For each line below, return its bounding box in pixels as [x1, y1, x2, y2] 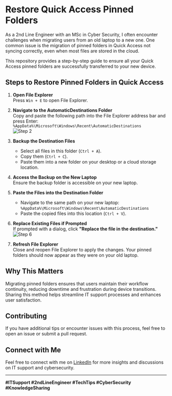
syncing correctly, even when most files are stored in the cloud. [5, 48, 140, 54]
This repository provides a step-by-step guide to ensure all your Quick [5, 57, 154, 64]
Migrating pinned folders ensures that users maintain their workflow [5, 281, 148, 287]
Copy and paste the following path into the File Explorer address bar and [12, 112, 166, 118]
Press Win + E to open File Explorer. [12, 97, 89, 103]
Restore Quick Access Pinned [5, 4, 134, 15]
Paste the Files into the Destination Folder [12, 189, 103, 195]
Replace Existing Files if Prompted [12, 220, 87, 226]
